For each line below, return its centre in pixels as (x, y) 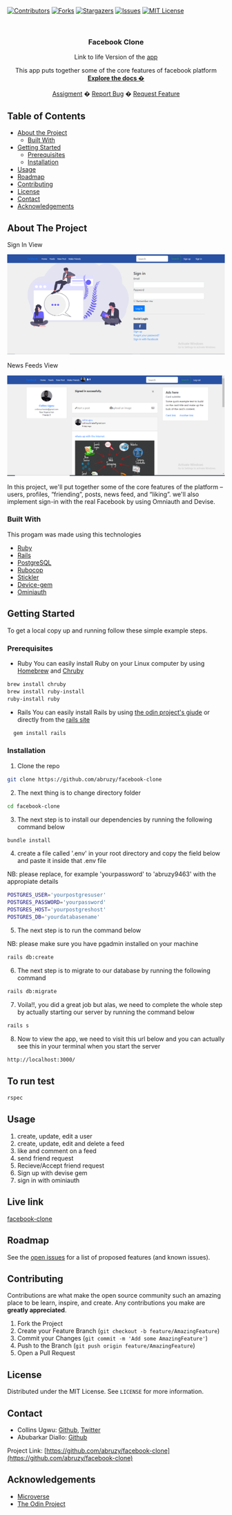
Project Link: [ (27, 1451)
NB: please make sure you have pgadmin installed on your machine (103, 943)
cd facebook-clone (33, 806)
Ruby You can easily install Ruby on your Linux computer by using (111, 663)
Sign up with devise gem (52, 1172)
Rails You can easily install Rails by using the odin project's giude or (114, 712)
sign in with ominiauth (48, 1180)
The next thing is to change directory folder (79, 792)
